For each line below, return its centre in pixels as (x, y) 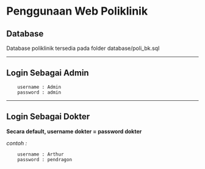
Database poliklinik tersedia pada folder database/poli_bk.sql (83, 48)
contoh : (17, 143)
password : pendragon (45, 159)
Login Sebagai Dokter (48, 117)
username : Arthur (41, 154)
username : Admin (39, 87)
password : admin (39, 92)
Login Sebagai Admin (48, 73)
